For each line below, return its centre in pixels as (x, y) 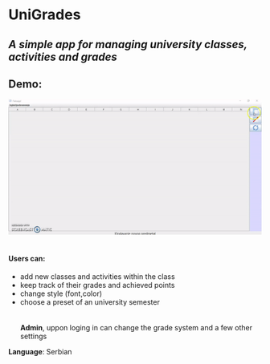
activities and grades (63, 57)
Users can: (27, 259)
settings (33, 336)
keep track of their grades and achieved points (97, 285)
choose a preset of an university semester (90, 302)
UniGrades (45, 15)
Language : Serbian (40, 352)
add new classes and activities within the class (97, 277)
